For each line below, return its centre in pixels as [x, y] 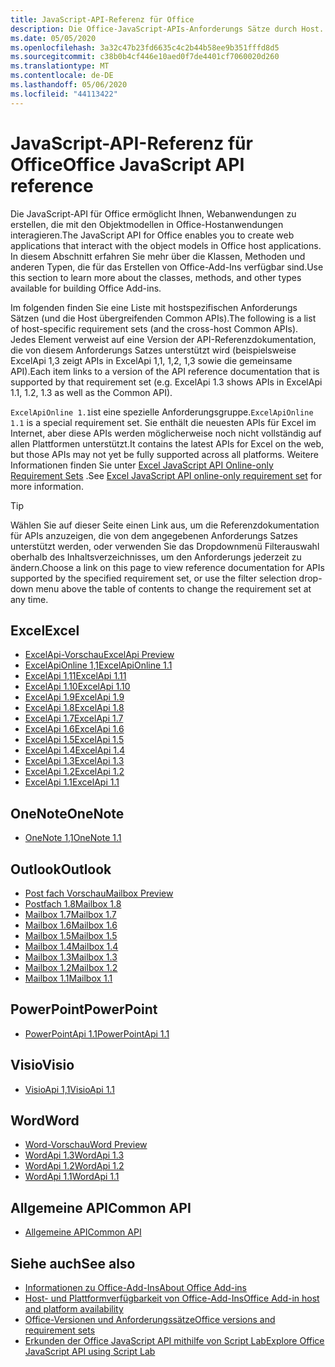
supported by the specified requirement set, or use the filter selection [153, 578]
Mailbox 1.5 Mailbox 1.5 [71, 935]
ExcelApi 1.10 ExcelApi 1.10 [77, 687]
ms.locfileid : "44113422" [64, 94]
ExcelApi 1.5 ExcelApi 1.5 [74, 740]
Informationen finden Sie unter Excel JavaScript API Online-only [142, 465]
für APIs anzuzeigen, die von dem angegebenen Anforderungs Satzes [154, 535]
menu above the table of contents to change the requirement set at [173, 588]
